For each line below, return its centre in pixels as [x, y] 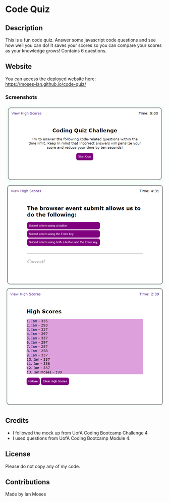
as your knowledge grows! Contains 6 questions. [56, 51]
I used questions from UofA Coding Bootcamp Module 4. [71, 438]
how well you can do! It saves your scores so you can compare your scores [83, 45]
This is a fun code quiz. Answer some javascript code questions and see [81, 40]
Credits [17, 421]
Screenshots [21, 97]
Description [24, 28]
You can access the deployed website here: [50, 79]
